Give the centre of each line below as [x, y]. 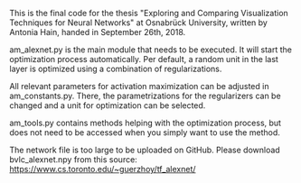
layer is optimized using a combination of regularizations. [116, 69]
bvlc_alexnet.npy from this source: [73, 160]
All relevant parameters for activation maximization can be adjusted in [139, 86]
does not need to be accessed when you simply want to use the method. [145, 133]
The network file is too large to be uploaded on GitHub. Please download [145, 150]
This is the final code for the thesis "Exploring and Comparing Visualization [149, 13]
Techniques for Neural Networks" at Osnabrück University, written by [139, 23]
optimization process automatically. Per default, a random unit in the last [144, 59]
